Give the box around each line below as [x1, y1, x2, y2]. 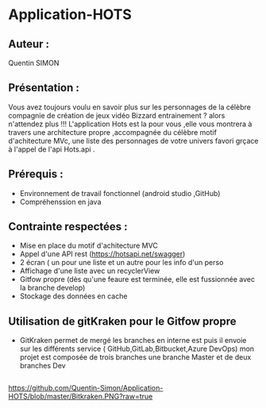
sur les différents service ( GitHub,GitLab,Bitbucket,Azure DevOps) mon [19, 344, 255, 354]
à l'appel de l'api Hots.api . [8, 144, 95, 154]
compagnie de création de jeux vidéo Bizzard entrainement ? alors [8, 110, 226, 120]
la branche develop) [19, 283, 86, 293]
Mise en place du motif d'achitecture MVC [19, 241, 159, 251]
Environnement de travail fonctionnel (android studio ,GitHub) [19, 188, 221, 198]
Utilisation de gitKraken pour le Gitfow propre [8, 314, 237, 328]
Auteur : [8, 37, 50, 51]
